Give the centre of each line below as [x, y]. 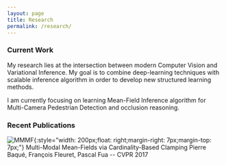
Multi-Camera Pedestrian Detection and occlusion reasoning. [93, 107]
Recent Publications [41, 125]
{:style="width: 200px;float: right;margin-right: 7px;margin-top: [123, 140]
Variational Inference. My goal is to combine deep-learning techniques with [113, 72]
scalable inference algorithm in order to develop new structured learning [109, 79]
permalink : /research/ [39, 26]
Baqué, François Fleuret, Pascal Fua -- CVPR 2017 [78, 154]
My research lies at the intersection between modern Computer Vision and [112, 65]
